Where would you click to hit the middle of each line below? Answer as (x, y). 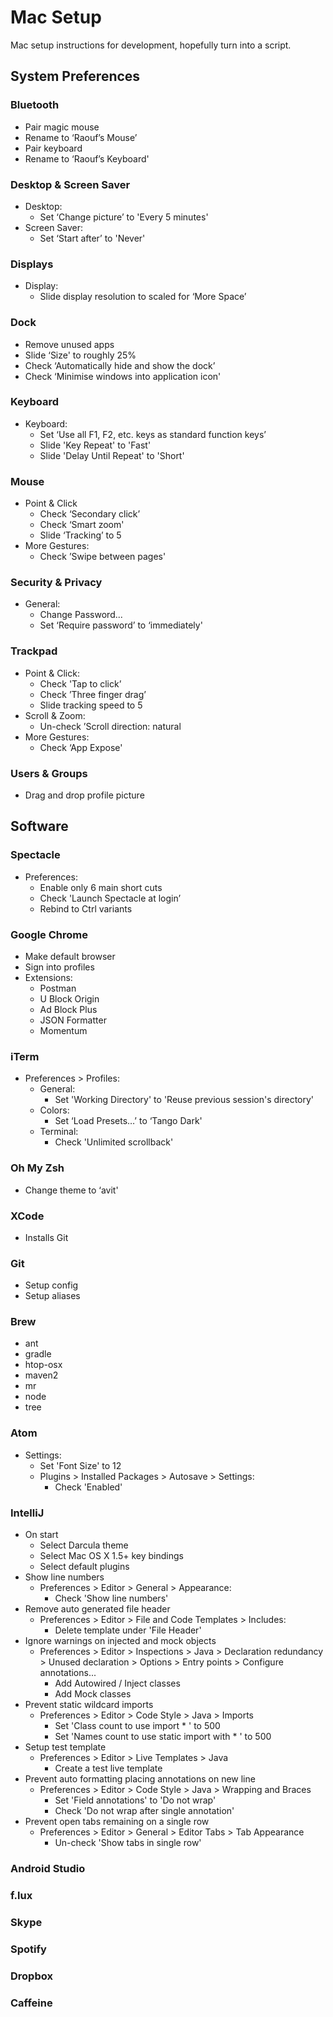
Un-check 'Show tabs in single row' (128, 1843)
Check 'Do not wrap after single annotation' (144, 1811)
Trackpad (34, 651)
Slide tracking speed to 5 (91, 705)
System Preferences (75, 76)
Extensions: (48, 977)
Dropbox (31, 1976)
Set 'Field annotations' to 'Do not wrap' (135, 1800)
